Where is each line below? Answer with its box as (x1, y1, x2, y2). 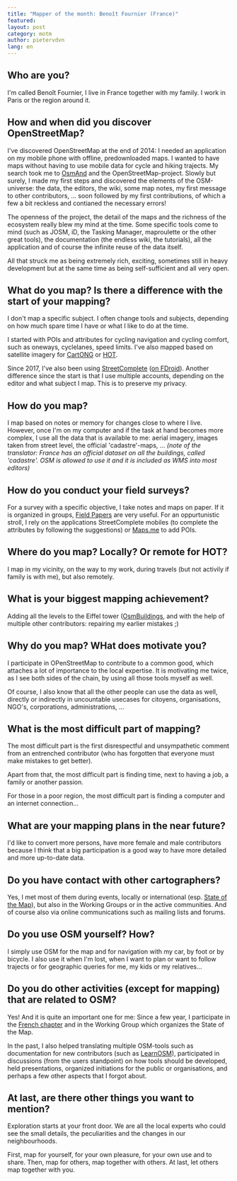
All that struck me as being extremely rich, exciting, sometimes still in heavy (7, 256, 229, 265)
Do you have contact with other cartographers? (7, 874, 221, 886)
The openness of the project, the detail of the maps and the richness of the (7, 212, 226, 221)
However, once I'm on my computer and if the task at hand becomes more (7, 426, 224, 435)
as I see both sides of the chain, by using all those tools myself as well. (7, 673, 214, 682)
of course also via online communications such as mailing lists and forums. (7, 908, 226, 916)
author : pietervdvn (7, 37, 65, 44)
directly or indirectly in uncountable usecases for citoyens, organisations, (7, 695, 221, 703)
